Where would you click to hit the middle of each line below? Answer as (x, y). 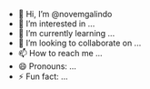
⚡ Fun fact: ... (43, 76)
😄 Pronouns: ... (47, 66)
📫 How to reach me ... (60, 53)
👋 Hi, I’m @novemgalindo (65, 14)
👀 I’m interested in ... (56, 24)
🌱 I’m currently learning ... (66, 33)
